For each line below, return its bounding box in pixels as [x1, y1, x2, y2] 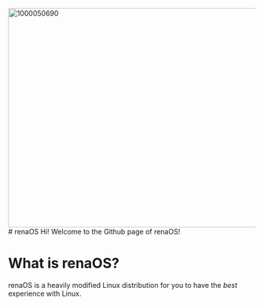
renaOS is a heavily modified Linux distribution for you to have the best [8, 280, 238, 289]
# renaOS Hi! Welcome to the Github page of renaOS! [8, 227, 181, 236]
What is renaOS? [8, 255, 120, 272]
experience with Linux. [8, 289, 82, 298]
